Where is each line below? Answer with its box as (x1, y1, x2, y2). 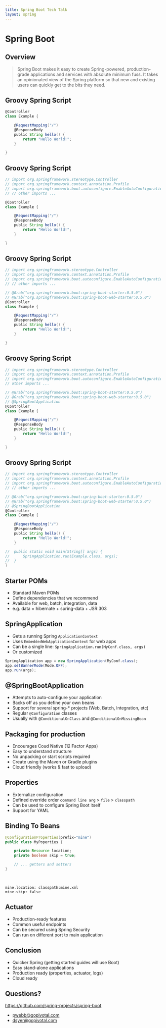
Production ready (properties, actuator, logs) (12, 970, 103, 976)
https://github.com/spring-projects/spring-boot (5, 1003, 102, 1009)
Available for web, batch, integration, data (12, 600, 97, 606)
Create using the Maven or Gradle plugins (12, 759, 97, 765)
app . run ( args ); (5, 667, 37, 673)
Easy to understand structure (12, 749, 72, 755)
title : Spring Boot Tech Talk (5, 7, 68, 12)
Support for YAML (12, 807, 49, 813)
